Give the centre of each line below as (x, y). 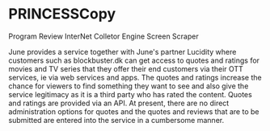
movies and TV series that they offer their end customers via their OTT (126, 68)
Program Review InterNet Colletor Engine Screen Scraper (104, 36)
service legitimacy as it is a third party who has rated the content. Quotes (130, 94)
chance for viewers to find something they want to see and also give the (129, 86)
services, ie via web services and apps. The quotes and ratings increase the (135, 77)
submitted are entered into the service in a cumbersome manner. (116, 120)
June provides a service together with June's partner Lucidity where (122, 51)
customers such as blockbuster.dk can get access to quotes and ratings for (134, 60)
